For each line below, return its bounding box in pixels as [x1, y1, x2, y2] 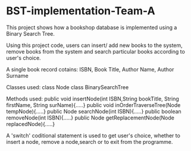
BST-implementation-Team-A [6, 4, 156, 18]
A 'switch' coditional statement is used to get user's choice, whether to [6, 132, 180, 139]
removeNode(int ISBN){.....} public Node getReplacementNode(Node [6, 114, 174, 121]
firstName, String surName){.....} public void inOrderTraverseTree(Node [6, 101, 181, 108]
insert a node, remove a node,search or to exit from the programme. [6, 138, 173, 145]
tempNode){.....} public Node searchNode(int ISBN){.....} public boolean [6, 108, 181, 115]
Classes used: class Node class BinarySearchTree [6, 83, 129, 90]
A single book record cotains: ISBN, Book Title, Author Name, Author [6, 65, 174, 73]
